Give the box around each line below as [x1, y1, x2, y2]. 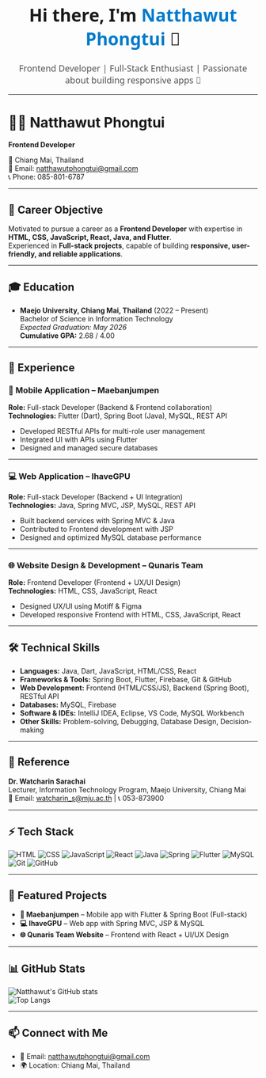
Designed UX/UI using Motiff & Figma [19, 602, 142, 611]
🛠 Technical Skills [8, 641, 101, 655]
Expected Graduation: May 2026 [19, 322, 127, 332]
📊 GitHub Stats [8, 962, 85, 975]
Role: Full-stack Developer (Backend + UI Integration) [8, 492, 184, 501]
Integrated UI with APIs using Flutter [19, 435, 138, 445]
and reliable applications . [38, 249, 123, 259]
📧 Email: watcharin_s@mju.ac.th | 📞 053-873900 [8, 793, 165, 803]
